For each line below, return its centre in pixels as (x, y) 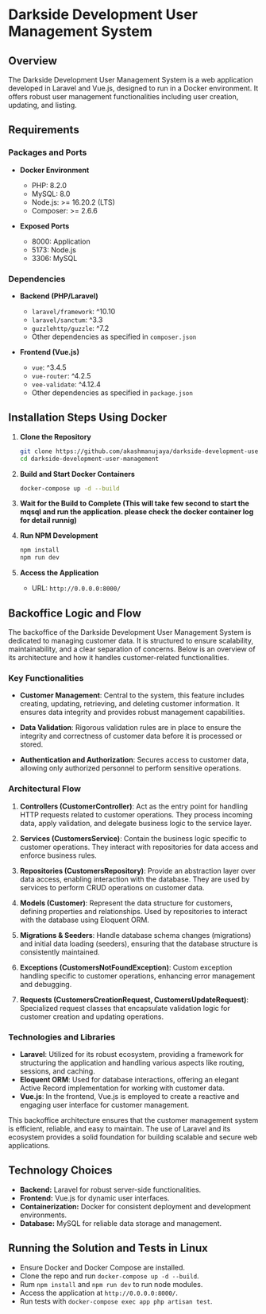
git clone (36, 451)
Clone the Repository (55, 436)
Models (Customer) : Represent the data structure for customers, (126, 903)
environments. (43, 1215)
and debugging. (46, 984)
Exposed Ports (44, 226)
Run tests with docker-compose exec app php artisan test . (116, 1301)
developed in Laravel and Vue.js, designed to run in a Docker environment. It (133, 88)
